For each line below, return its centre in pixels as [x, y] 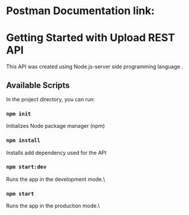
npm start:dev [26, 167]
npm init [19, 114]
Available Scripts [38, 85]
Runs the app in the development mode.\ [56, 179]
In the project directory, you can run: [50, 99]
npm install [23, 140]
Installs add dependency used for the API [56, 153]
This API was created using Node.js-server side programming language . [94, 67]
